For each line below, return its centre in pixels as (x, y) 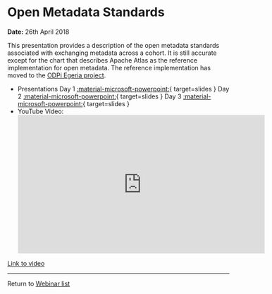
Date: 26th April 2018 (38, 32)
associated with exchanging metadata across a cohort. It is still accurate (112, 53)
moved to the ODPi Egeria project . (57, 75)
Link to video (26, 263)
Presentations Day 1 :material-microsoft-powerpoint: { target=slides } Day (123, 89)
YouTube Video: (41, 111)
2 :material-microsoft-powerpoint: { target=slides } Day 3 (99, 96)
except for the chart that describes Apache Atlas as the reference (103, 60)
